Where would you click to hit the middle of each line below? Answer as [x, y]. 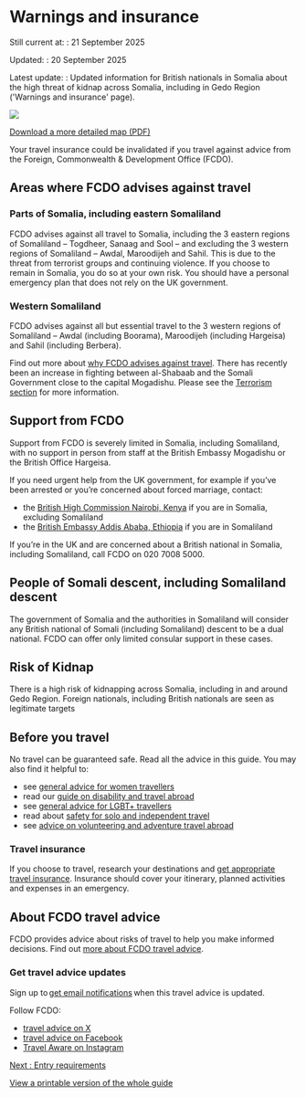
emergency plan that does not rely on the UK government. [119, 282]
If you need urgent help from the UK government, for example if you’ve [143, 480]
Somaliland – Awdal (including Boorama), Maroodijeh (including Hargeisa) [148, 335]
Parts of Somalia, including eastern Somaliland [116, 214]
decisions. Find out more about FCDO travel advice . [106, 949]
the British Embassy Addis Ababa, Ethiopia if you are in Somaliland [148, 526]
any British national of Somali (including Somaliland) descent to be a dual [147, 628]
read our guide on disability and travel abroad [108, 796]
